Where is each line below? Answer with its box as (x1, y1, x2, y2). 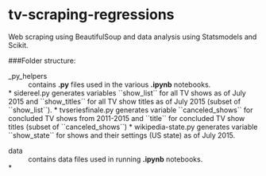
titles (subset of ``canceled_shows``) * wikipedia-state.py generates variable (8, 122, 258, 131)
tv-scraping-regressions (8, 6, 175, 24)
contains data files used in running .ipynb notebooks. (28, 154, 203, 164)
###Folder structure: (8, 56, 76, 65)
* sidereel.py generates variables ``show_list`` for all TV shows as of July (8, 88, 246, 97)
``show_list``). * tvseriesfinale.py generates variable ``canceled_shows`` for (8, 105, 253, 115)
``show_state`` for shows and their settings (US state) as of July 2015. (8, 130, 236, 140)
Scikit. (8, 40, 29, 49)
